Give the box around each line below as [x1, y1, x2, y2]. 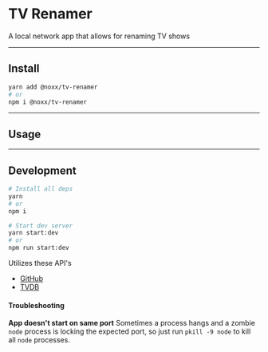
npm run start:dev [8, 244, 69, 252]
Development [8, 164, 77, 177]
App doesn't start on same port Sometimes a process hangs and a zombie [8, 318, 255, 328]
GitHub [19, 274, 44, 283]
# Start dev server [8, 221, 73, 230]
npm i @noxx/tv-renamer [8, 97, 88, 106]
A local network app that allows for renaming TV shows [8, 31, 190, 41]
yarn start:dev [8, 229, 59, 237]
